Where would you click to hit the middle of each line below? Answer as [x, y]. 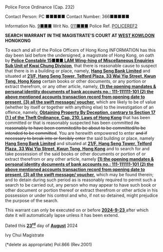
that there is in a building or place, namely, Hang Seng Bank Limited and [78, 71]
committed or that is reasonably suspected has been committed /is [72, 123]
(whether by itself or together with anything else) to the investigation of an [80, 107]
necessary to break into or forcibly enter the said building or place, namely [80, 138]
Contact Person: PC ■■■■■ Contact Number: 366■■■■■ [67, 16]
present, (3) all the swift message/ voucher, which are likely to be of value [81, 102]
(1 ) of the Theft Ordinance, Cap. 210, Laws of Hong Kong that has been [78, 117]
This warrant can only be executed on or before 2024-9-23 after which [77, 210]
